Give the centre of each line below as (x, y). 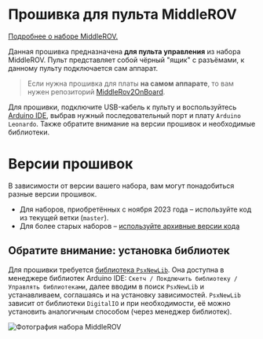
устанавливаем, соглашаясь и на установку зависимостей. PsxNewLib (124, 295)
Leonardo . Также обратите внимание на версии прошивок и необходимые (132, 123)
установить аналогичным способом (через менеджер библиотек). (120, 311)
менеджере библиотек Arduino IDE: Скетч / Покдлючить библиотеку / (123, 278)
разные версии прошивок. (53, 193)
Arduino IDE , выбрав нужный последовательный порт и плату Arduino (124, 115)
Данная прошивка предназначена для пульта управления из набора (124, 51)
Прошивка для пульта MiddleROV (122, 15)
